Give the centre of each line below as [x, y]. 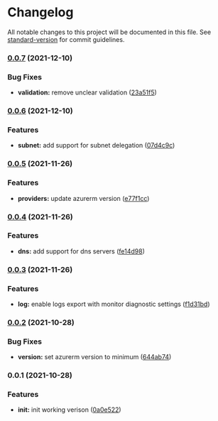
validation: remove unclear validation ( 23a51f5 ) [87, 92]
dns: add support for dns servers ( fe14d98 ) [81, 251]
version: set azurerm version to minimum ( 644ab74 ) [94, 357]
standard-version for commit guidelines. [66, 39]
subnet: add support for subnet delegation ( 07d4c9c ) [96, 146]
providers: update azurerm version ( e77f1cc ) [83, 198]
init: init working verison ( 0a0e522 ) [70, 410]
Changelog [40, 12]
